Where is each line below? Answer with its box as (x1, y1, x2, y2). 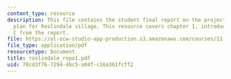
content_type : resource (7, 10, 76, 17)
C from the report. (13, 29, 69, 36)
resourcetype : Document (7, 49, 76, 56)
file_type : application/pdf (7, 42, 88, 49)
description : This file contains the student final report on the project (7, 16, 226, 23)
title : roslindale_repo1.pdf (7, 55, 91, 62)
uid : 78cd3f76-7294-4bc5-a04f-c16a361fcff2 (7, 61, 134, 68)
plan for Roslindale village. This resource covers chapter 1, (13, 23, 198, 30)
